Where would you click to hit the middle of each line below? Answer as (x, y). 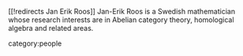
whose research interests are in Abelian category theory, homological (121, 20)
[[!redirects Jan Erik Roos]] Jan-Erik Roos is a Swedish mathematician (121, 11)
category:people (35, 43)
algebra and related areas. (51, 28)
